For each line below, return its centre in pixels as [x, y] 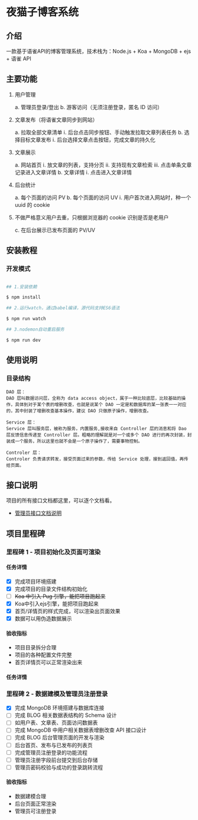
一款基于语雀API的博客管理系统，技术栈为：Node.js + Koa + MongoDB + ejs [99, 51]
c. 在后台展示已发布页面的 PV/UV [55, 230]
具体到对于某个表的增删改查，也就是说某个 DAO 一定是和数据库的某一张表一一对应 [100, 405]
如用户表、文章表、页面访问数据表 [56, 723]
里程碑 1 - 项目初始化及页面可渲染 [53, 552]
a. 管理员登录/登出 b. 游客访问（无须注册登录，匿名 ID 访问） [88, 107]
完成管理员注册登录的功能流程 [51, 752]
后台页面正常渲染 [35, 804]
